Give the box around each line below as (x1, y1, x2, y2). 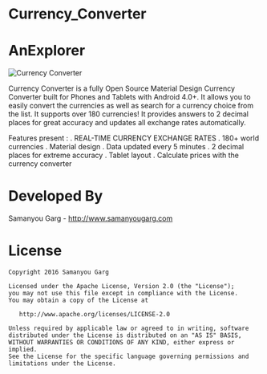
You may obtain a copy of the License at (8, 296, 149, 304)
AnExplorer (8, 42, 86, 60)
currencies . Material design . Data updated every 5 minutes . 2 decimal (8, 142, 245, 152)
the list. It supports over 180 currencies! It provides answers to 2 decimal (8, 109, 249, 119)
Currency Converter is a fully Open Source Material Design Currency (8, 83, 235, 93)
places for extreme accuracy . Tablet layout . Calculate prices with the (8, 150, 239, 161)
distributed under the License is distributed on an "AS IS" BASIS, (8, 331, 242, 339)
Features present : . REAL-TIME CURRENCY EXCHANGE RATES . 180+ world (8, 133, 260, 143)
